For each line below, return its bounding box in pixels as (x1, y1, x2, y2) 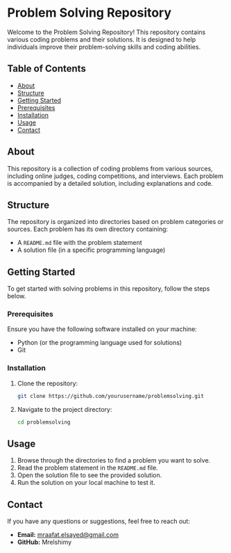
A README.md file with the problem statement (17, 239, 142, 247)
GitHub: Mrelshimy (17, 538, 72, 547)
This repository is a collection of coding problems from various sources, (7, 164, 213, 173)
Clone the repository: (17, 379, 78, 387)
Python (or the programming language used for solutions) (17, 339, 182, 347)
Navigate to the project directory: (17, 405, 112, 413)
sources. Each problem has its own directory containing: (7, 225, 169, 234)
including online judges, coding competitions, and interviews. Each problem (7, 172, 224, 180)
